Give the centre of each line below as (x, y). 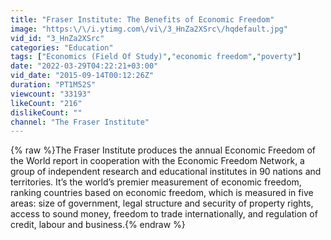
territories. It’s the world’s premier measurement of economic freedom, (156, 182)
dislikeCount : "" (46, 112)
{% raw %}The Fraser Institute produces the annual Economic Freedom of (163, 150)
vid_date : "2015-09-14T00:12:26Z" (82, 76)
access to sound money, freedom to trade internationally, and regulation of (164, 214)
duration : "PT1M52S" (53, 85)
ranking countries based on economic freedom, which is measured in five (162, 193)
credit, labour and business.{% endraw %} (98, 225)
